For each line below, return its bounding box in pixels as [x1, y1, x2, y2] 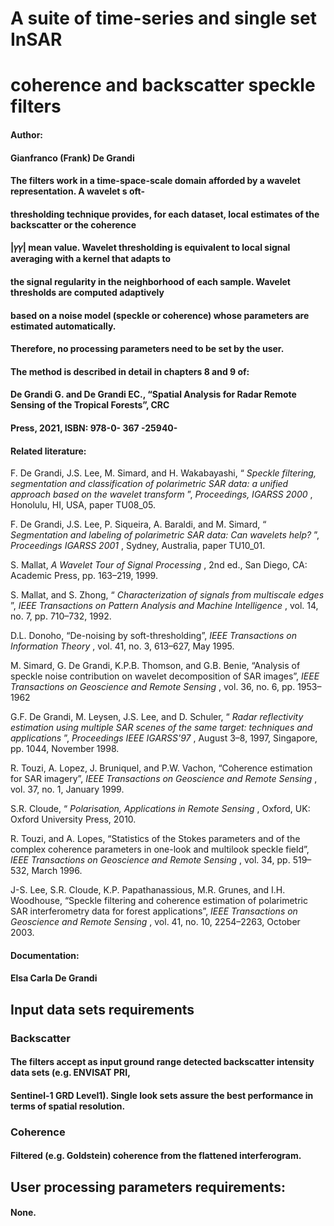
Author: [10, 128, 44, 141]
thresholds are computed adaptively [10, 286, 165, 298]
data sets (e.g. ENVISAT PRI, [10, 1067, 131, 1079]
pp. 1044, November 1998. [10, 743, 120, 755]
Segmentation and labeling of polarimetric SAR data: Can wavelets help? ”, [10, 529, 320, 541]
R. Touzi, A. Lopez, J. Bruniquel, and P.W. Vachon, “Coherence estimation [10, 762, 313, 774]
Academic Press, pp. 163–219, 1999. [10, 570, 158, 582]
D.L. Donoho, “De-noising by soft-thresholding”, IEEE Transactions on [10, 630, 297, 642]
